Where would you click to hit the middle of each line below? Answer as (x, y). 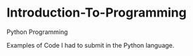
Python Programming (37, 32)
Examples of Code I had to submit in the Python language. (91, 45)
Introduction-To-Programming (96, 13)
